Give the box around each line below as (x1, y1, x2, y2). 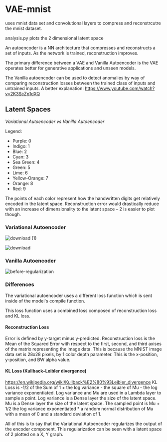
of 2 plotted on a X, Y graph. (5, 431, 64, 437)
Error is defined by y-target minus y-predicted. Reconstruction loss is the (5, 335, 156, 341)
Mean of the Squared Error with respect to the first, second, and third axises (5, 340, 162, 346)
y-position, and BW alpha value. (5, 356, 71, 362)
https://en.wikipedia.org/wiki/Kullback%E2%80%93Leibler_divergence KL (5, 379, 158, 385)
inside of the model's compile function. (5, 297, 86, 303)
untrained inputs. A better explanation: (5, 85, 84, 91)
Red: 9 (12, 185, 26, 191)
